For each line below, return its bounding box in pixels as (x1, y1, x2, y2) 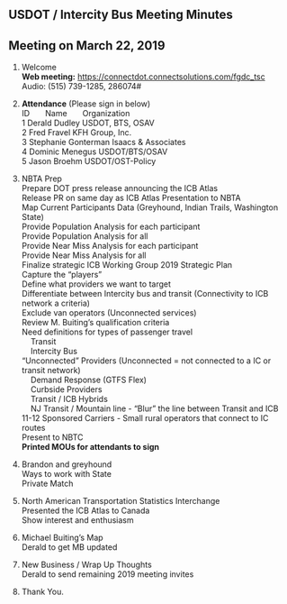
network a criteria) (21, 297, 91, 309)
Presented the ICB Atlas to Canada (21, 505, 150, 517)
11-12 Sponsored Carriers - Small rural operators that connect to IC (21, 413, 269, 424)
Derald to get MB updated (21, 542, 118, 553)
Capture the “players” (21, 270, 103, 280)
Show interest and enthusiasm (21, 515, 134, 526)
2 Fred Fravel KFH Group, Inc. (21, 127, 132, 138)
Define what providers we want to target (21, 279, 172, 289)
